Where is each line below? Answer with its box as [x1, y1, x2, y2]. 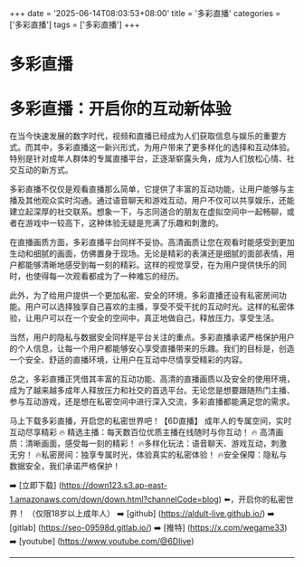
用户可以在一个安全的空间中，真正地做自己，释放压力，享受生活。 [33, 313, 279, 324]
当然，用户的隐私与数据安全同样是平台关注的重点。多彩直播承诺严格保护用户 [9, 332, 295, 343]
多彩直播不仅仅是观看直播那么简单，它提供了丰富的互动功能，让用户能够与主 [9, 184, 295, 194]
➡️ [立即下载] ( [9, 480, 62, 491]
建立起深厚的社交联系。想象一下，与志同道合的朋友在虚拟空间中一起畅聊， [9, 206, 287, 217]
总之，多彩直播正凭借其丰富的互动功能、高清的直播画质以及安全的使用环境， [9, 373, 295, 384]
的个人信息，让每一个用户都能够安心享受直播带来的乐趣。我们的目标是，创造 [9, 343, 295, 354]
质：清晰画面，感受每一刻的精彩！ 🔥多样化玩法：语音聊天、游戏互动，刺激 [9, 438, 288, 449]
